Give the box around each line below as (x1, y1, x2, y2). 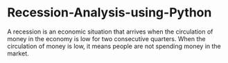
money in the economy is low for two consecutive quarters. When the (7, 34, 206, 42)
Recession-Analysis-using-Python (7, 5, 212, 21)
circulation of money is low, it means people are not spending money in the (7, 42, 222, 50)
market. (7, 49, 29, 58)
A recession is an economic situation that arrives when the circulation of (7, 27, 213, 36)
